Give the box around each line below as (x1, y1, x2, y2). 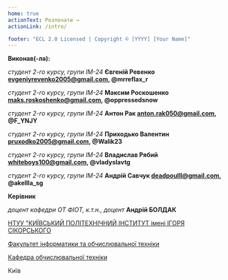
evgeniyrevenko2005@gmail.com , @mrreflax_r (8, 75, 149, 84)
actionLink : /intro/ (8, 23, 68, 30)
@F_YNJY (8, 117, 37, 125)
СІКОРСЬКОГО (8, 226, 51, 235)
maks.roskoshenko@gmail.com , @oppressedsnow (8, 96, 158, 104)
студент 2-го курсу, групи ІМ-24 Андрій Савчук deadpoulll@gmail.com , (8, 171, 222, 180)
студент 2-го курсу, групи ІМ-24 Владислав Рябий (8, 151, 158, 159)
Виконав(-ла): (8, 55, 50, 63)
